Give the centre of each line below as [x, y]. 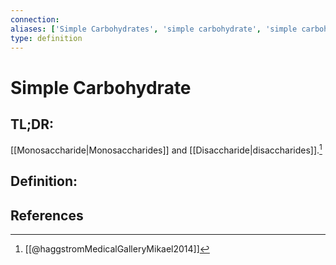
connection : [35, 19]
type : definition [46, 38]
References [47, 215]
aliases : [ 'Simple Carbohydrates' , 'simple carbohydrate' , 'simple [154, 29]
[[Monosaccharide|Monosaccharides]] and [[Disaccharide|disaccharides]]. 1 [166, 149]
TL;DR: [32, 124]
